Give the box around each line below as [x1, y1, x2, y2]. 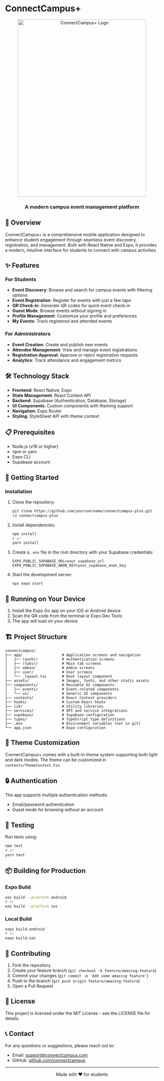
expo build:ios [5, 936, 36, 941]
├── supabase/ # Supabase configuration [5, 712, 115, 717]
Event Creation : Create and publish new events [12, 341, 108, 347]
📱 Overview [5, 219, 41, 227]
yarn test [5, 853, 25, 857]
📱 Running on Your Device [5, 595, 85, 603]
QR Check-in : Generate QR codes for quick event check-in [12, 303, 131, 309]
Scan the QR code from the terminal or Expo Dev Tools [12, 613, 123, 619]
